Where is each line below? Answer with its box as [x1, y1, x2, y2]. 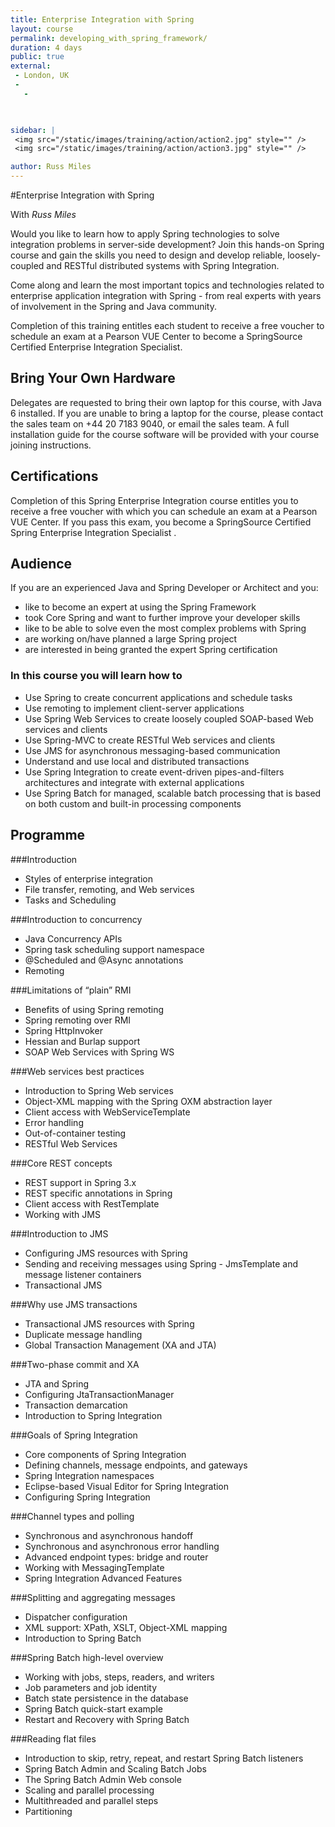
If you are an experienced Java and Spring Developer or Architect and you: [10, 582, 319, 594]
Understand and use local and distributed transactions [24, 755, 250, 767]
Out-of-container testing [24, 1127, 127, 1139]
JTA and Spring [24, 1377, 90, 1390]
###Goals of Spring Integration [10, 1429, 138, 1441]
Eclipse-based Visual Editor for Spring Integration [24, 1480, 230, 1492]
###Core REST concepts [10, 1157, 113, 1169]
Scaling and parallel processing [24, 1784, 155, 1796]
